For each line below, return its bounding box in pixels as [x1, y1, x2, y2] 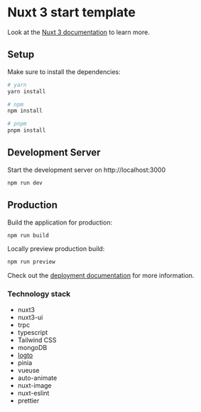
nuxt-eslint [17, 388, 50, 397]
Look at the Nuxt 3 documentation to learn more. [7, 28, 151, 36]
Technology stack [7, 289, 71, 299]
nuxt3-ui [17, 313, 43, 321]
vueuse [17, 366, 40, 374]
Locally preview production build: [7, 244, 105, 253]
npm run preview [7, 258, 55, 266]
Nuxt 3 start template [7, 4, 136, 21]
